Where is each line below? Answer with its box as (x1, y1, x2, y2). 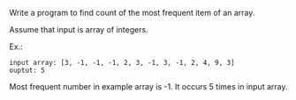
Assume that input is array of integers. (9, 25, 148, 34)
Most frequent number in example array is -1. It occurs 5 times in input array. (9, 82, 288, 91)
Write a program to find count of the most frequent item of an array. (9, 8, 255, 18)
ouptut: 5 (9, 66, 46, 75)
